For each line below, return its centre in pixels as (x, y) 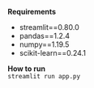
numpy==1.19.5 (44, 44)
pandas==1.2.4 (45, 36)
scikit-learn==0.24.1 (53, 53)
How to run (27, 69)
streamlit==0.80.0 (49, 27)
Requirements (32, 12)
